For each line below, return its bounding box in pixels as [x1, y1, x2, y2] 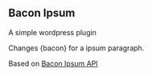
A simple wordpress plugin [8, 27, 97, 37]
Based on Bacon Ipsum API [8, 58, 98, 68]
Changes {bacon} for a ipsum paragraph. [8, 43, 145, 53]
